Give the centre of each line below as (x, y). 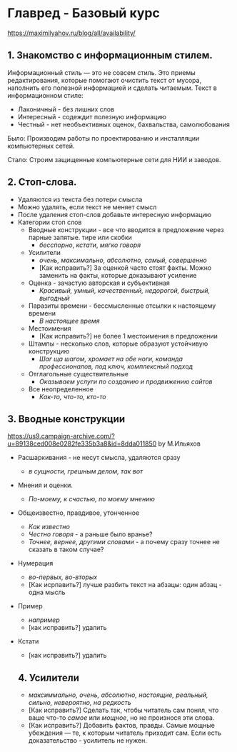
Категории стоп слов (50, 222)
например (44, 620)
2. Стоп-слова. (42, 182)
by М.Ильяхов (180, 443)
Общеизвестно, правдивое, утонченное (79, 513)
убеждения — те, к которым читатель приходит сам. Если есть (125, 733)
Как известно (49, 527)
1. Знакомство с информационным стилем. (110, 55)
